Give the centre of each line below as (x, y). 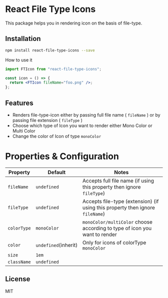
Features (19, 103)
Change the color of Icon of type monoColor (57, 136)
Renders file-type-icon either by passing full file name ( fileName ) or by (86, 115)
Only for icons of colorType (114, 242)
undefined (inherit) (57, 245)
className (19, 262)
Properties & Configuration (62, 156)
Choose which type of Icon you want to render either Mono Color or (82, 125)
